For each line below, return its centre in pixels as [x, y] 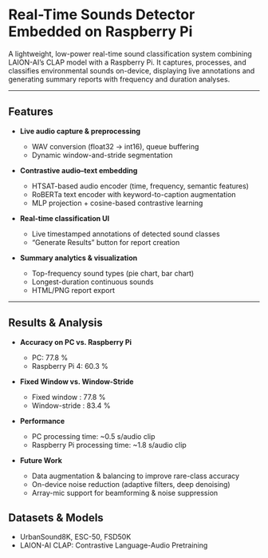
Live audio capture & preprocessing [80, 131]
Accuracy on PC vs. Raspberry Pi [76, 342]
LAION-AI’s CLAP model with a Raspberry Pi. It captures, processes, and [127, 62]
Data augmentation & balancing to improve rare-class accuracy [136, 476]
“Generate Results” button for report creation [106, 242]
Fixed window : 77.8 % [69, 397]
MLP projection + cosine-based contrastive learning [117, 203]
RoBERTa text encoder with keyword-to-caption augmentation [134, 194]
